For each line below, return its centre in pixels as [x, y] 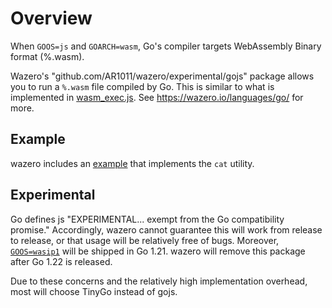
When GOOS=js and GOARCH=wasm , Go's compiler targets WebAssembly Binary [166, 46]
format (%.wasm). [47, 56]
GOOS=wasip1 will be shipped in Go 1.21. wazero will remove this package [158, 251]
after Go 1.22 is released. [61, 261]
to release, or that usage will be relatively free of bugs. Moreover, [145, 240]
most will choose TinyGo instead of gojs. [94, 291]
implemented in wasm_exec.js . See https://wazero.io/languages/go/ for [157, 97]
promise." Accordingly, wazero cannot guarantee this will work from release [166, 229]
